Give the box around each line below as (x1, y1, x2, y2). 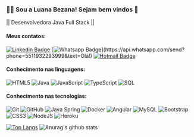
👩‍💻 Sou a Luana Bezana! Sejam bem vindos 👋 (6, 5, 139, 14)
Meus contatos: (6, 32, 46, 39)
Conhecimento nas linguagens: (6, 66, 85, 73)
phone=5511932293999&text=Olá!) (6, 52, 92, 59)
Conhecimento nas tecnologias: (6, 92, 87, 100)
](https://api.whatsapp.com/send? (101, 46, 185, 53)
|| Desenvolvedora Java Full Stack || (6, 19, 95, 26)
